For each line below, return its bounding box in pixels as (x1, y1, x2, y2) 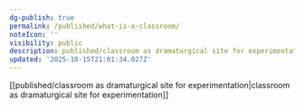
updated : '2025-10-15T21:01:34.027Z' (9, 55, 152, 64)
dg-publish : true (9, 13, 75, 23)
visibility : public (9, 38, 83, 48)
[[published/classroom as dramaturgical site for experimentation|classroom (9, 80, 290, 90)
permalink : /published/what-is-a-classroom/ (9, 22, 180, 31)
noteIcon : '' (9, 30, 59, 39)
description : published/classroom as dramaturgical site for (9, 47, 245, 56)
